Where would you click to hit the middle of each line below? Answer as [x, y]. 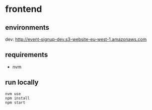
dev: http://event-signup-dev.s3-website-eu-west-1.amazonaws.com [76, 39]
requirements [27, 55]
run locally [22, 82]
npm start [15, 103]
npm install [17, 98]
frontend [24, 9]
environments [27, 27]
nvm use [13, 94]
